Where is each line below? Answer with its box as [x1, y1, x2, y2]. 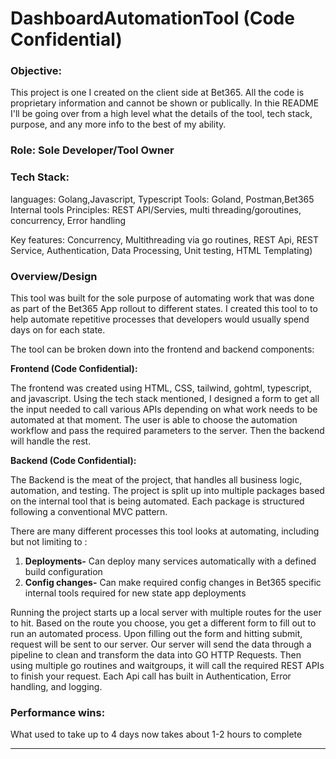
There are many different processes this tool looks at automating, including [10, 525, 320, 537]
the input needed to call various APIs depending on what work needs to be [10, 403, 318, 415]
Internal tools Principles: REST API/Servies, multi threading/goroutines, [10, 203, 302, 216]
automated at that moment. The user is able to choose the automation [10, 414, 298, 426]
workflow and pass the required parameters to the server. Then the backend [10, 425, 325, 436]
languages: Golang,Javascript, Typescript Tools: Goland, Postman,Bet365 [10, 193, 315, 205]
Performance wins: [10, 705, 106, 719]
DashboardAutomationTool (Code [10, 7, 295, 30]
